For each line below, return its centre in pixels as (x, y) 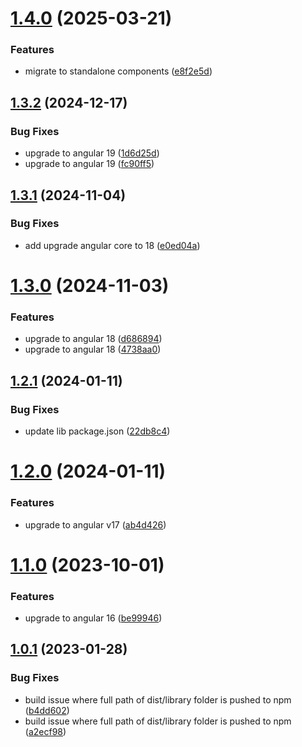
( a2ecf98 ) (45, 731)
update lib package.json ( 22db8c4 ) (97, 431)
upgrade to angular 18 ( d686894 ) (93, 339)
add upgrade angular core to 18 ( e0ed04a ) (112, 245)
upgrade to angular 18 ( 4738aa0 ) (93, 349)
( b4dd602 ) (47, 710)
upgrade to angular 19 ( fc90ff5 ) (89, 164)
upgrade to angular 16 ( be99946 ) (93, 618)
